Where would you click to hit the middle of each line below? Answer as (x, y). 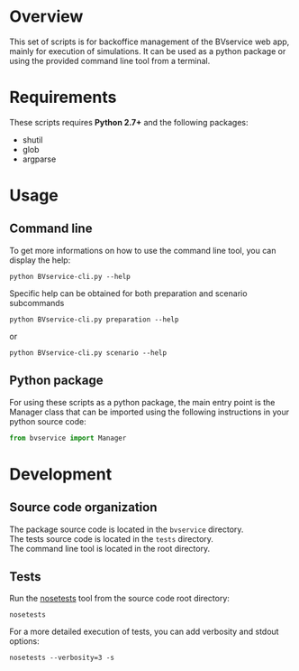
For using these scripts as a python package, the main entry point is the (142, 402)
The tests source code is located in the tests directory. (112, 538)
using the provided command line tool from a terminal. (110, 61)
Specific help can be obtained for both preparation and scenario (128, 293)
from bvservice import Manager (68, 438)
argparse (39, 159)
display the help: (40, 260)
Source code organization (83, 508)
